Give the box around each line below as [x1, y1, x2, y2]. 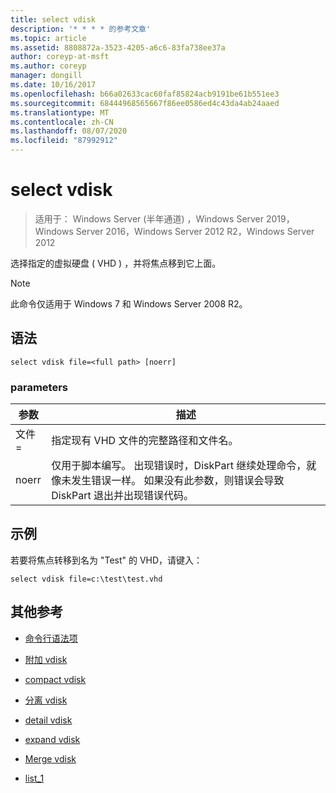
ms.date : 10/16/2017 [10, 80, 97, 90]
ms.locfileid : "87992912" [10, 136, 118, 146]
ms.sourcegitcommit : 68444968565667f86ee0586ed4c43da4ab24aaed [10, 98, 280, 108]
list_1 [24, 772, 45, 784]
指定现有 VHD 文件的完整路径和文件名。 [51, 434, 239, 448]
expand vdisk [24, 733, 81, 745]
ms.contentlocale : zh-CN [10, 117, 114, 127]
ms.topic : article [10, 33, 87, 43]
